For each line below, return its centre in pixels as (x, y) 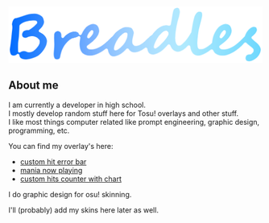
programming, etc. (39, 130)
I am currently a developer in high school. (77, 105)
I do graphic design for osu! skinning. (70, 194)
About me (33, 86)
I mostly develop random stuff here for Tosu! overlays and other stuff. (124, 113)
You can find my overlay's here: (61, 146)
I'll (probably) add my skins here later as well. (84, 210)
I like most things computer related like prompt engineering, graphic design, (134, 122)
